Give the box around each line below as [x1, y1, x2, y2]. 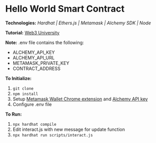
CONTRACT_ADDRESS [12, 65, 61, 71]
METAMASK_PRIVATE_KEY [12, 60, 70, 66]
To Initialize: [5, 75, 32, 81]
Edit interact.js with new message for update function [12, 126, 125, 132]
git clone [12, 86, 34, 91]
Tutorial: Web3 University [5, 29, 60, 35]
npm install [12, 91, 38, 96]
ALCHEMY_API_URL [12, 54, 55, 61]
